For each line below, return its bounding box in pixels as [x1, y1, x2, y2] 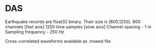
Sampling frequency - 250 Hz [5, 29, 65, 35]
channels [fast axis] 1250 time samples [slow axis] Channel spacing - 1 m [5, 24, 152, 29]
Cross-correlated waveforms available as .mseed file [5, 38, 111, 44]
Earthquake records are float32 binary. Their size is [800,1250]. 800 [5, 19, 141, 24]
